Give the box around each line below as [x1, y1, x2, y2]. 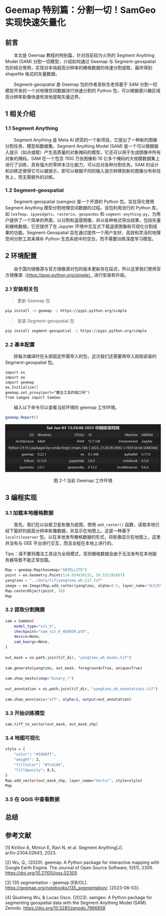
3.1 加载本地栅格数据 [5, 509, 54, 516]
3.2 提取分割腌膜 [5, 606, 45, 613]
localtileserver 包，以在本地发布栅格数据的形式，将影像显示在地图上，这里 [5, 534, 161, 540]
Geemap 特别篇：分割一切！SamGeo [5, 4, 156, 16]
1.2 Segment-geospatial [5, 186, 64, 193]
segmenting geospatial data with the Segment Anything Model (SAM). [5, 900, 147, 906]
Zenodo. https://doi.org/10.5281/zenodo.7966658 [5, 905, 106, 911]
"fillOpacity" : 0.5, [14, 767, 56, 773]
